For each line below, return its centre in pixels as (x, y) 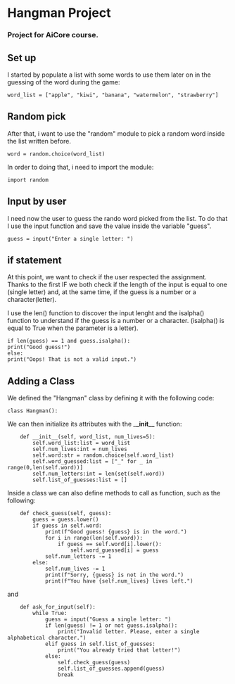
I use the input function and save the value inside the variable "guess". (109, 226)
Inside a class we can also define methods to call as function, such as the (114, 493)
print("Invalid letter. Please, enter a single (128, 632)
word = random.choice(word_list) (56, 154)
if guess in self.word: (67, 526)
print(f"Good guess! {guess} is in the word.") (116, 532)
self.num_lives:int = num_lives (80, 449)
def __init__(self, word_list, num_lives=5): (88, 437)
